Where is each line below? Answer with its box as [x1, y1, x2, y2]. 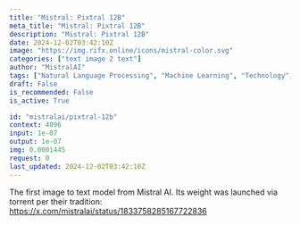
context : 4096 [9, 121, 62, 129]
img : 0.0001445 [9, 146, 66, 154]
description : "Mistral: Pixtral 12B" [9, 29, 150, 38]
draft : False [9, 79, 58, 88]
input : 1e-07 [9, 129, 58, 138]
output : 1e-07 [9, 137, 62, 146]
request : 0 [9, 154, 50, 162]
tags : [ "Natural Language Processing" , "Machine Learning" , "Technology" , [9, 71, 294, 80]
